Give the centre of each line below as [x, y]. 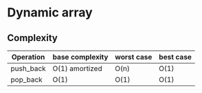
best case [176, 57]
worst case [134, 57]
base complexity [80, 57]
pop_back [26, 80]
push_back [28, 68]
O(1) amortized [77, 68]
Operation [28, 57]
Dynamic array [50, 13]
